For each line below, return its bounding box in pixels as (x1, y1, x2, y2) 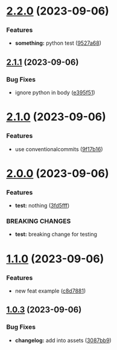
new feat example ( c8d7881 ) (14, 287, 86, 294)
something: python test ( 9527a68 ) (14, 39, 101, 47)
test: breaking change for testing (14, 231, 98, 238)
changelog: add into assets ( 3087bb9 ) (14, 337, 112, 344)
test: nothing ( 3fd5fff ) (14, 202, 70, 209)
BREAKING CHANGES (6, 217, 71, 225)
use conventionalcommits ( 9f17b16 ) (14, 145, 104, 152)
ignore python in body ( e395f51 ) (14, 89, 95, 96)
